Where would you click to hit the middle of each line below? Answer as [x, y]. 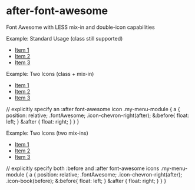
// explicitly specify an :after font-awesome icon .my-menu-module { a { [93, 109]
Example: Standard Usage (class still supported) [65, 38]
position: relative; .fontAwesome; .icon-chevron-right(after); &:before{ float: [98, 115]
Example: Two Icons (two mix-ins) [47, 133]
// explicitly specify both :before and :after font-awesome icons [83, 168]
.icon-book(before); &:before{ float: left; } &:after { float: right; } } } [86, 181]
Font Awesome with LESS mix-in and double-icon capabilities [80, 27]
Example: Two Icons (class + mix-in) [50, 74]
